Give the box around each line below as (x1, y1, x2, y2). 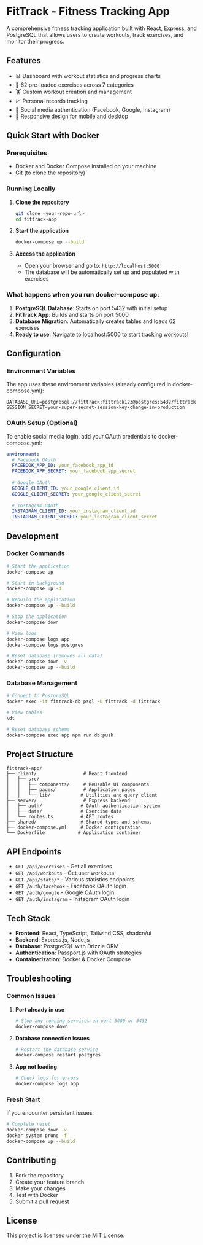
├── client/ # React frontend (6, 771, 128, 777)
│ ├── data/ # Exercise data (6, 808, 122, 814)
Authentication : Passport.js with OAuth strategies (15, 949, 142, 956)
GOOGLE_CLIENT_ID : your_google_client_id (12, 485, 120, 491)
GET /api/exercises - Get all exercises (15, 863, 112, 870)
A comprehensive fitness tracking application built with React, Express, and (6, 25, 197, 32)
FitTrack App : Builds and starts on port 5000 (15, 311, 129, 318)
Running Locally (6, 184, 56, 193)
